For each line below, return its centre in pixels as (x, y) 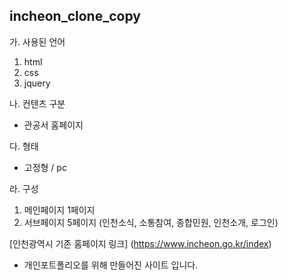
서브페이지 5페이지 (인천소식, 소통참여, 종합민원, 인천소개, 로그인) (151, 222)
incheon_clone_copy (75, 16)
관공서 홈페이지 (53, 125)
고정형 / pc (45, 167)
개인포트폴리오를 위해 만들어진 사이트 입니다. (111, 265)
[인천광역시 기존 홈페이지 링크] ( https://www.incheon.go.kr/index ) (140, 243)
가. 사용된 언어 (37, 41)
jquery (37, 83)
